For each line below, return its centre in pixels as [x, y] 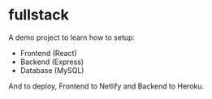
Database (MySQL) [52, 70]
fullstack [39, 15]
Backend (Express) [52, 62]
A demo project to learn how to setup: [72, 37]
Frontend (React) [48, 53]
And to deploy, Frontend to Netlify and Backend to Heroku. [106, 86]
